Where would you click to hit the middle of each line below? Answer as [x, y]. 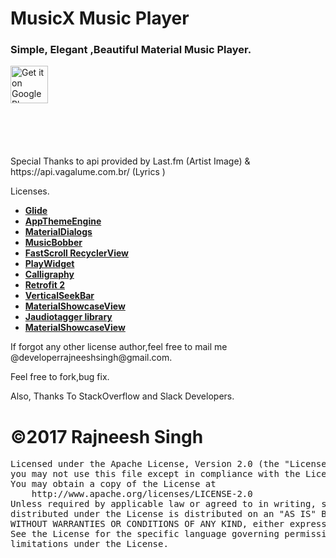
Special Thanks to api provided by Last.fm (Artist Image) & [130, 161]
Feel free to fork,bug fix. [60, 377]
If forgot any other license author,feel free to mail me [119, 347]
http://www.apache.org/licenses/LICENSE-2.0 [142, 494]
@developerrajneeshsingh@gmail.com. [91, 358]
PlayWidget [49, 264]
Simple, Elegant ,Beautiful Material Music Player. [131, 50]
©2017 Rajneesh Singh [107, 436]
